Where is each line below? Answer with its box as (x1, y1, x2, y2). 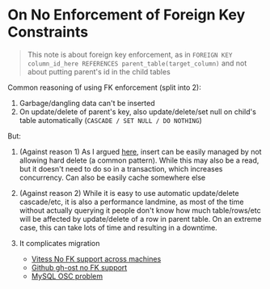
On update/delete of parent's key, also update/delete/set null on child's (19, 107, 256, 117)
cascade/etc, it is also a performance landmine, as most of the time (19, 197, 244, 206)
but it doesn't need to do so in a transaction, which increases (19, 164, 223, 173)
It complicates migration (19, 238, 100, 248)
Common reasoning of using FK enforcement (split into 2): (7, 83, 201, 92)
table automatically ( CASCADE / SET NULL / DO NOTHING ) (19, 115, 203, 125)
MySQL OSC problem (31, 271, 103, 281)
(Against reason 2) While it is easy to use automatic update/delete (19, 188, 239, 198)
